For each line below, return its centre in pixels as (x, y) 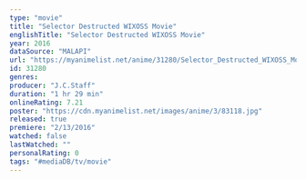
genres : (24, 77)
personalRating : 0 (44, 153)
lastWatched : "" (40, 145)
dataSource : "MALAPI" (51, 52)
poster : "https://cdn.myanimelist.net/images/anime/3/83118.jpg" (136, 111)
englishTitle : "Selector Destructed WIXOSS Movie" (107, 35)
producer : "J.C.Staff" (52, 85)
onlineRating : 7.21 (46, 102)
